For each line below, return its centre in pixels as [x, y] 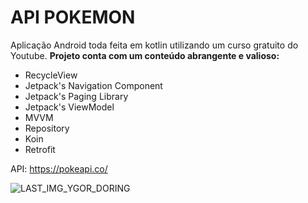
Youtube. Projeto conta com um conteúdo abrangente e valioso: [145, 55]
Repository [47, 128]
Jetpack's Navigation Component [93, 85]
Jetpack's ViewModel [69, 107]
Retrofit [40, 149]
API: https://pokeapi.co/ [59, 168]
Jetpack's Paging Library [76, 96]
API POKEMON [73, 17]
